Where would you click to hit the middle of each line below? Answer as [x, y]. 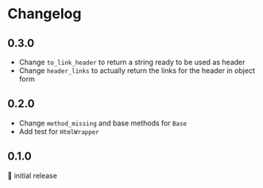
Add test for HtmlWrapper [59, 131]
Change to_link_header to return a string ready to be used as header [132, 62]
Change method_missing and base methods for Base [103, 123]
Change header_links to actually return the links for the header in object [137, 71]
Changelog [44, 14]
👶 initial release [32, 175]
